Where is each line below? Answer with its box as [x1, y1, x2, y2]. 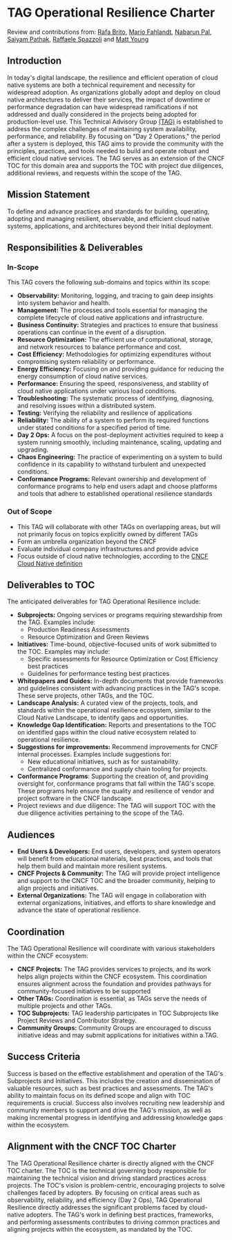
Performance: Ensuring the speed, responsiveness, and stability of [17, 380, 209, 388]
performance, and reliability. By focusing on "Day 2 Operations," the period [7, 132, 221, 140]
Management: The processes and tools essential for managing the [17, 306, 208, 315]
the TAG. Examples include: [17, 618, 95, 626]
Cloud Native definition [17, 559, 83, 568]
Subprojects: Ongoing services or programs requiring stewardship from [17, 611, 223, 619]
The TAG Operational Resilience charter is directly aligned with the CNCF [7, 1159, 215, 1168]
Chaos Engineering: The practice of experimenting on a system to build [17, 453, 222, 461]
